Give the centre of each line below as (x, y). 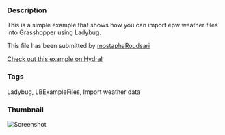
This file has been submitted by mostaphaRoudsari (79, 46)
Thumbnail (26, 110)
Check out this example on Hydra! (55, 59)
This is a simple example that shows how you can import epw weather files (113, 25)
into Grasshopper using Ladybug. (54, 32)
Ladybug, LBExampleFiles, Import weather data (74, 92)
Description (27, 10)
